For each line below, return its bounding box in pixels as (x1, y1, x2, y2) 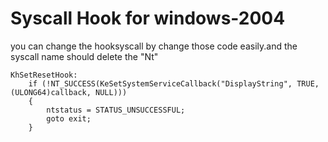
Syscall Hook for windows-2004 (10, 7, 286, 30)
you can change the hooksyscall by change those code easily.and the (10, 40, 298, 52)
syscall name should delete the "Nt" (10, 50, 159, 62)
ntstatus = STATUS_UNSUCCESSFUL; (46, 105, 186, 115)
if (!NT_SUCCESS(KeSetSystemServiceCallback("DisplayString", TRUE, (28, 78, 320, 89)
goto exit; (46, 113, 92, 124)
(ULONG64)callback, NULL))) (10, 87, 128, 97)
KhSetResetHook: (10, 70, 78, 80)
